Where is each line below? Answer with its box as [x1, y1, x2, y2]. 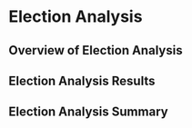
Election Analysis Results [8, 73, 156, 88]
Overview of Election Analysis [8, 43, 183, 58]
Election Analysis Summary [8, 104, 169, 120]
